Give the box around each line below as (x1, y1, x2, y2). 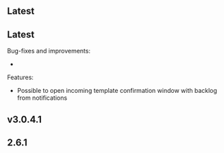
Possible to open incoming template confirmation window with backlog (16, 87, 218, 95)
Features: (7, 73, 34, 81)
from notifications (16, 94, 67, 102)
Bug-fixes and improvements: (7, 47, 91, 55)
